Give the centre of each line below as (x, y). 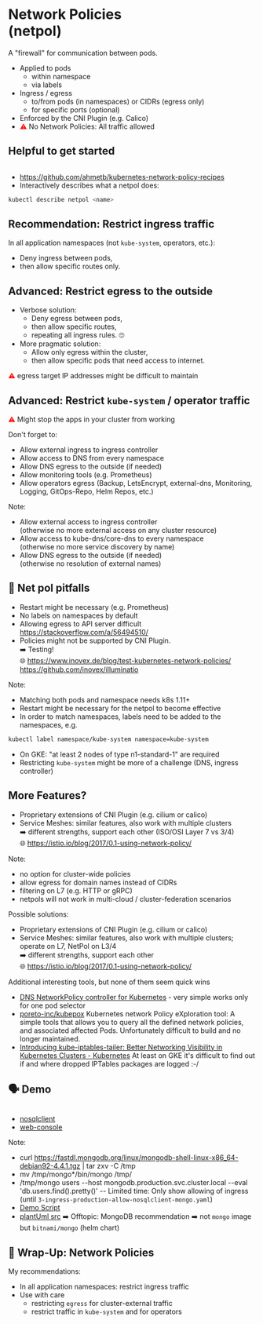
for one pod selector (53, 1005)
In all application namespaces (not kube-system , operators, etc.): (112, 243)
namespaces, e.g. (48, 724)
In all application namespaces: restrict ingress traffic (104, 1287)
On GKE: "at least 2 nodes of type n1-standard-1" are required (119, 754)
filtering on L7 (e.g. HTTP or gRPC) (76, 890)
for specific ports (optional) (75, 109)
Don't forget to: (33, 435)
